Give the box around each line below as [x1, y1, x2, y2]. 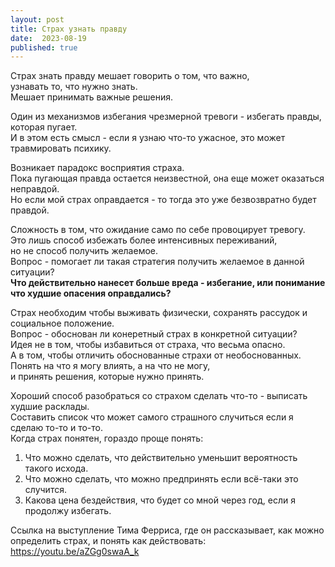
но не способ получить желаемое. [10, 245, 159, 257]
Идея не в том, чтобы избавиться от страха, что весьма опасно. [10, 339, 286, 351]
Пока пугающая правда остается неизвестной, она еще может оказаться [10, 172, 325, 185]
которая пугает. [10, 121, 78, 133]
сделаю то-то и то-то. [10, 422, 103, 434]
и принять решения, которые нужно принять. [10, 371, 205, 383]
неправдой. [10, 183, 60, 195]
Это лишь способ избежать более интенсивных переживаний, [10, 234, 278, 246]
